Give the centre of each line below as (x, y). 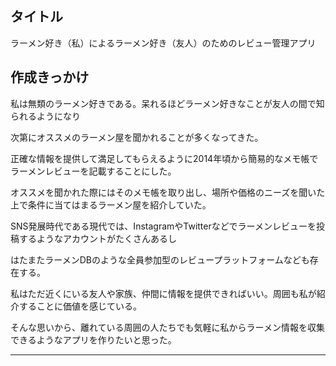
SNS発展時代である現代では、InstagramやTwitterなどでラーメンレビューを (163, 226)
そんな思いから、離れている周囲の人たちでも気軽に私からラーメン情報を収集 (168, 327)
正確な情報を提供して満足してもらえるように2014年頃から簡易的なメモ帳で (164, 158)
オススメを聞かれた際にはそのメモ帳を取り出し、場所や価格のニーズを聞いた (168, 192)
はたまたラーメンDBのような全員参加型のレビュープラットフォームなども (160, 259)
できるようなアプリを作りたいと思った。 (93, 339)
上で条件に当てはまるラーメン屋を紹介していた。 (111, 204)
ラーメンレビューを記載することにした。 (93, 171)
